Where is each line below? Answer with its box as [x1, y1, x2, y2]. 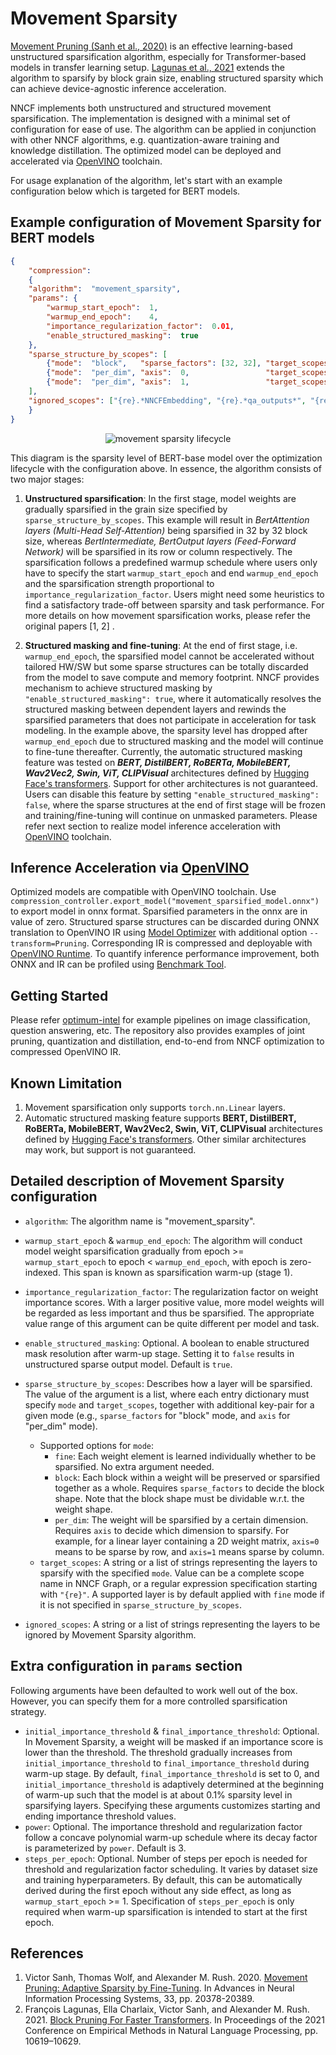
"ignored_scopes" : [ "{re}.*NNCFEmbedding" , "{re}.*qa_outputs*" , [28, 395, 307, 406]
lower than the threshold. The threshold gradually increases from [24, 1746, 293, 1758]
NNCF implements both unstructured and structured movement [10, 102, 272, 114]
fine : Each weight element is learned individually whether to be [54, 1450, 317, 1462]
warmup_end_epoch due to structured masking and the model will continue [24, 735, 324, 747]
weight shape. [54, 1503, 113, 1515]
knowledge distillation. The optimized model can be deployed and [10, 144, 282, 156]
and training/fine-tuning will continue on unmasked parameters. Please [24, 809, 318, 821]
